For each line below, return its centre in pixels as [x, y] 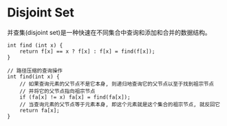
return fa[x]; [40, 110]
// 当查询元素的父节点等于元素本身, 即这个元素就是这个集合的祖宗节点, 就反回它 [120, 104]
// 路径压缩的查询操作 [35, 71]
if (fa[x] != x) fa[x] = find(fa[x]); [75, 97]
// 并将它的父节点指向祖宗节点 [57, 91]
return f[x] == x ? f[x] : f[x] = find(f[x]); [87, 51]
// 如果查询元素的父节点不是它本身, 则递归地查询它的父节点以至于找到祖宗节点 [117, 84]
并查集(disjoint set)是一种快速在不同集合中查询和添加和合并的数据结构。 [109, 32]
